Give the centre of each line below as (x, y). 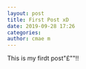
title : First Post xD (38, 20)
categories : (24, 32)
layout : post (26, 13)
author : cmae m (29, 39)
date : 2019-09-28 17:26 (41, 26)
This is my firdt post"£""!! (43, 58)
